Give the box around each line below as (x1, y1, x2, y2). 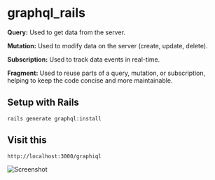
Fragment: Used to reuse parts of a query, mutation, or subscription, (7, 69, 206, 77)
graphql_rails (7, 5, 86, 21)
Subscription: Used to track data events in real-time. (7, 55, 160, 64)
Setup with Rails (7, 97, 79, 109)
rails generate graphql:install (7, 115, 102, 122)
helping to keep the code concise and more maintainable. (7, 76, 173, 85)
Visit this (7, 134, 47, 146)
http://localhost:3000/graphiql (7, 153, 102, 160)
